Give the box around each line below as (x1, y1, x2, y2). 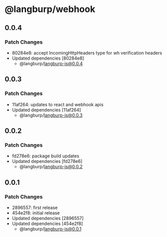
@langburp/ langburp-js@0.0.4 (19, 60, 83, 66)
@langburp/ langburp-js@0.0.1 (19, 225, 82, 231)
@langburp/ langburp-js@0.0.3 (19, 112, 83, 118)
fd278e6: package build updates (12, 153, 80, 159)
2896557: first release (12, 204, 58, 210)
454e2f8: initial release (12, 209, 60, 216)
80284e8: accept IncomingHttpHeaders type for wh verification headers (12, 50, 162, 56)
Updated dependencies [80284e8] (12, 55, 84, 61)
